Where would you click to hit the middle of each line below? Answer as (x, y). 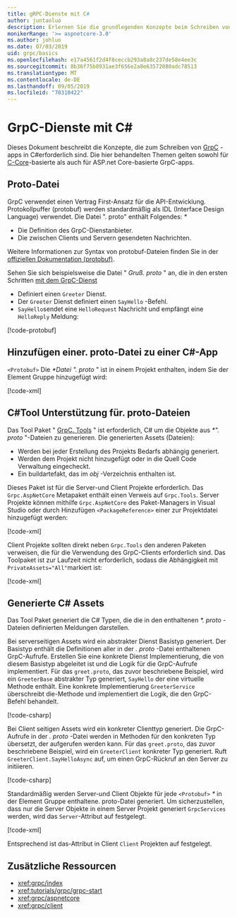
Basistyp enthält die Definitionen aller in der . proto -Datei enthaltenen (109, 649)
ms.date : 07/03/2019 (38, 47)
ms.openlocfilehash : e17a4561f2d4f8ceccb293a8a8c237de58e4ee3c (102, 60)
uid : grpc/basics (33, 54)
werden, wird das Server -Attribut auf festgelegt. (77, 817)
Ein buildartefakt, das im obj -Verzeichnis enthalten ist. (97, 474)
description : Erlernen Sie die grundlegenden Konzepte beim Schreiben (113, 27)
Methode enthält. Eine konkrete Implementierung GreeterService (101, 687)
